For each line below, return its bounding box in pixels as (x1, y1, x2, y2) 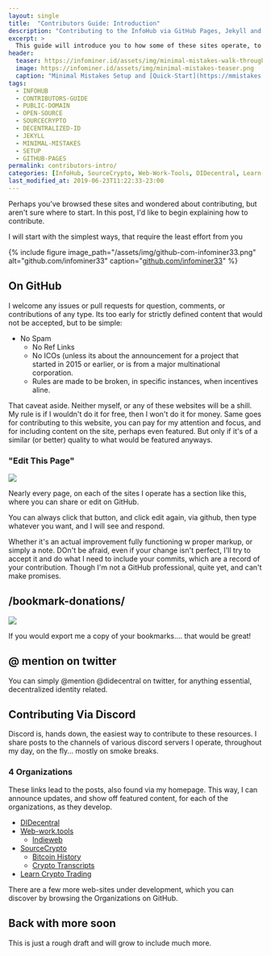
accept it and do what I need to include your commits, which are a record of (8, 553, 261, 563)
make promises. (8, 570, 62, 581)
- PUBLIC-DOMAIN (15, 102, 70, 110)
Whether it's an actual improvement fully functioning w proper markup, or (8, 536, 253, 546)
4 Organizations (8, 766, 73, 778)
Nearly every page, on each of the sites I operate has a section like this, (8, 488, 247, 498)
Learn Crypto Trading (19, 869, 92, 879)
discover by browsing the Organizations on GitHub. (8, 893, 178, 903)
